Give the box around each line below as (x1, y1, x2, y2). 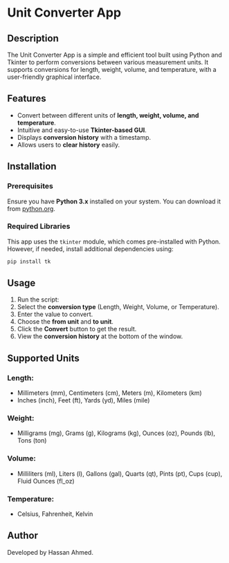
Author (7, 530, 38, 542)
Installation (7, 160, 57, 172)
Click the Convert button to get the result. (17, 325, 137, 333)
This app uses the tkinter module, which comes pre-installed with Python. (7, 237, 221, 246)
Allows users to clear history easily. (17, 140, 120, 149)
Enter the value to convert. (17, 310, 93, 319)
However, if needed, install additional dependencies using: (7, 244, 174, 253)
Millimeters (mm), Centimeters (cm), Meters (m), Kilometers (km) (17, 389, 202, 397)
